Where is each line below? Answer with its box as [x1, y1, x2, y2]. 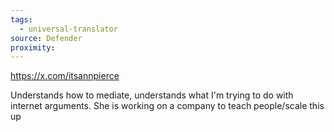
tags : [10, 14, 33, 25]
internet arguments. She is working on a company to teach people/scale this [10, 100, 325, 112]
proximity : [10, 42, 56, 53]
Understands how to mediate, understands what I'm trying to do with [10, 89, 294, 101]
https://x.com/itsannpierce [10, 70, 120, 82]
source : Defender [10, 33, 83, 43]
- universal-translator [19, 24, 118, 34]
